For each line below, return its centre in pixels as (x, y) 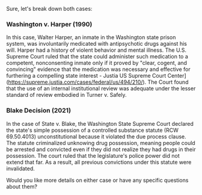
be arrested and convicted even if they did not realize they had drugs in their (101, 149)
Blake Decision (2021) (38, 111)
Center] (177, 76)
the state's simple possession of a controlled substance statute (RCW (92, 130)
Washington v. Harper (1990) (49, 24)
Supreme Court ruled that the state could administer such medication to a (97, 57)
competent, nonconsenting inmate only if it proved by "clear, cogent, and (97, 63)
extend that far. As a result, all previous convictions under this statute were (99, 162)
